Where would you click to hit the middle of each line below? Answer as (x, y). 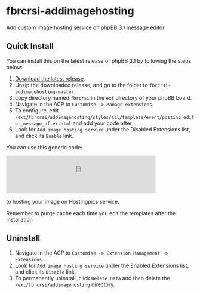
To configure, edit (37, 110)
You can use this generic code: (44, 147)
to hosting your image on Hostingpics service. (63, 201)
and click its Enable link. (44, 136)
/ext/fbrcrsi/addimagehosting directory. (65, 284)
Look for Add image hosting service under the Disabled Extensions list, (103, 129)
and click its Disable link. (45, 272)
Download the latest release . (50, 78)
